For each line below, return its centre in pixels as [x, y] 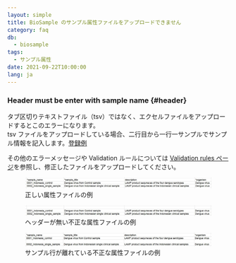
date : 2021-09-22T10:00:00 [47, 67]
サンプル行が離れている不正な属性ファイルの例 [93, 252]
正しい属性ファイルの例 [59, 195]
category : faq [28, 30]
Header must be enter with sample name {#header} [97, 100]
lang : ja [20, 74]
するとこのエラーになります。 [56, 125]
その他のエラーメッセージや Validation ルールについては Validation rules [111, 158]
